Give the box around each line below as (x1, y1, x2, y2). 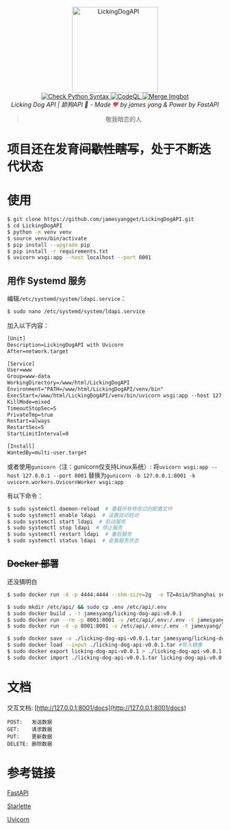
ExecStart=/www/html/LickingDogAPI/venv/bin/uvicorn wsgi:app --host (7, 392, 210, 399)
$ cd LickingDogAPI (7, 222, 63, 229)
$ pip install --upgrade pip (7, 241, 90, 249)
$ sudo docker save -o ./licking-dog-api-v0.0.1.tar (7, 635, 161, 642)
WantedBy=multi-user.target (7, 449, 88, 456)
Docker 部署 (7, 558, 60, 570)
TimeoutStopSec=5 (7, 405, 57, 412)
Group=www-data (7, 373, 51, 380)
